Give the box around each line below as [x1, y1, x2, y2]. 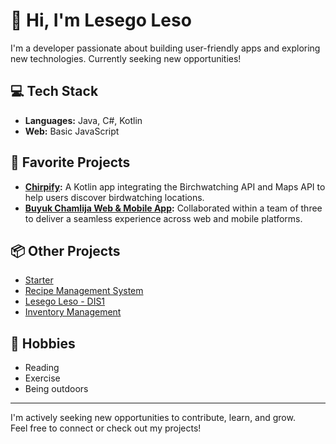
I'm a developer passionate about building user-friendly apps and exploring [10, 42, 321, 54]
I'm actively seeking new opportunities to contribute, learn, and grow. [10, 412, 296, 424]
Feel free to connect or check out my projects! [10, 422, 202, 434]
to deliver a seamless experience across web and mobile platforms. [24, 212, 303, 224]
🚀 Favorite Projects [10, 154, 131, 171]
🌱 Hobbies [10, 335, 76, 352]
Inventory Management [24, 306, 122, 318]
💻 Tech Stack [10, 83, 99, 100]
